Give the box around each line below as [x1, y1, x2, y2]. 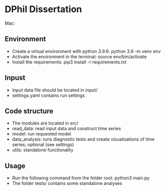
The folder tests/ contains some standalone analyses [12, 180, 122, 186]
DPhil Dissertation [5, 4, 82, 15]
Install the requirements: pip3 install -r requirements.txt [12, 59, 127, 65]
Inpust [5, 74, 26, 82]
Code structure [5, 107, 53, 115]
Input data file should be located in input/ [12, 87, 98, 93]
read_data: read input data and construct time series [12, 125, 122, 132]
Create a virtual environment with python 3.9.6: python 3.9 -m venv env [12, 48, 161, 54]
